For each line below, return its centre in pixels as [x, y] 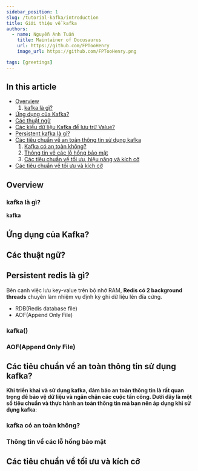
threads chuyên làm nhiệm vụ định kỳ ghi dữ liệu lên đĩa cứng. [84, 296]
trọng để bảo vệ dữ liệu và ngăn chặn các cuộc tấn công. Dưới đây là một [99, 397]
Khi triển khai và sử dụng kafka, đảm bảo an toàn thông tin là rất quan [95, 390]
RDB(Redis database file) [46, 308]
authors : [17, 29]
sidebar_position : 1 [32, 12]
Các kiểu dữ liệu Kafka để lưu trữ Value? [65, 127]
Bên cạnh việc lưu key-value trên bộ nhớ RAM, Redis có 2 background [94, 290]
